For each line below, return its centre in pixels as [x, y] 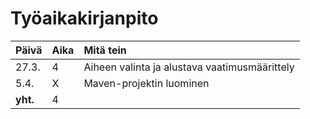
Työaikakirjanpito [84, 18]
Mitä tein [105, 50]
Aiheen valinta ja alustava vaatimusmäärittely [189, 67]
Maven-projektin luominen [146, 83]
